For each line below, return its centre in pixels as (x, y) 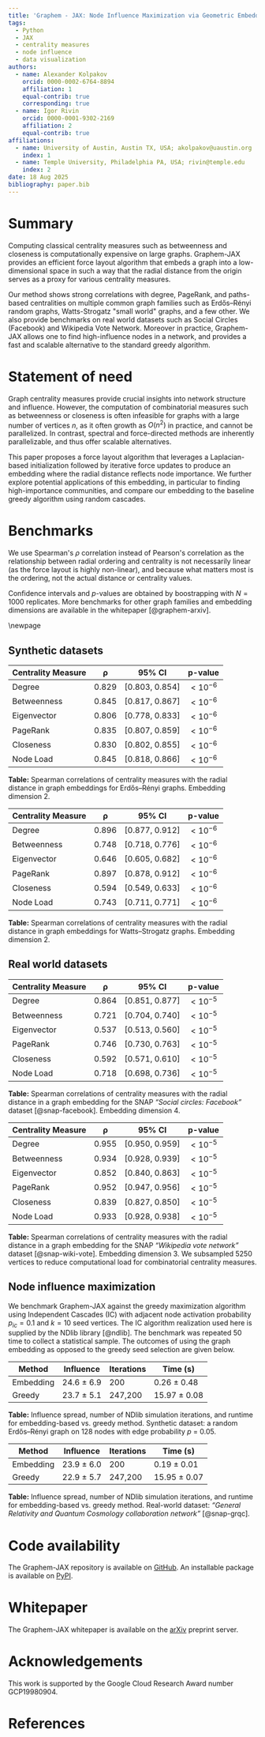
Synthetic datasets (56, 650)
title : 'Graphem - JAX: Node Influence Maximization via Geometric (121, 15)
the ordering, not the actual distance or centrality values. (101, 578)
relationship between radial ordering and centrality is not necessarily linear (129, 561)
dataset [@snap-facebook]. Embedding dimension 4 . (94, 1110)
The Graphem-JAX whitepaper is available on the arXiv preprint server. (123, 1630)
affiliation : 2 (47, 126)
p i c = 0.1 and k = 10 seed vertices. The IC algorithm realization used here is (130, 1323)
